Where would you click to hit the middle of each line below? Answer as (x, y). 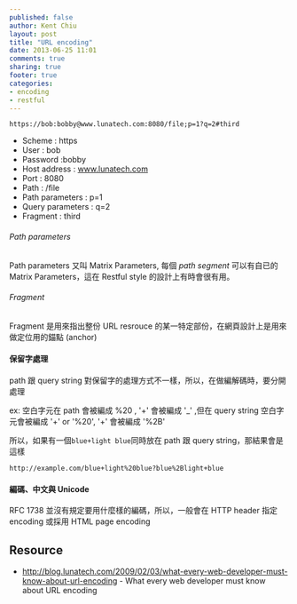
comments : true (37, 59)
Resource (36, 550)
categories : (31, 83)
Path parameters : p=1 (63, 197)
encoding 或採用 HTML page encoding (80, 521)
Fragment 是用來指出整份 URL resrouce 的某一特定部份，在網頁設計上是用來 (148, 326)
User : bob (41, 150)
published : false (41, 17)
